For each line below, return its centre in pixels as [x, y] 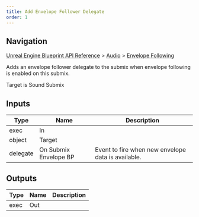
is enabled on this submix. [38, 73]
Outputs [22, 178]
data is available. [118, 157]
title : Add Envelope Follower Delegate [55, 12]
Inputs [18, 104]
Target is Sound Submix [35, 85]
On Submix [54, 150]
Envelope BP [57, 157]
